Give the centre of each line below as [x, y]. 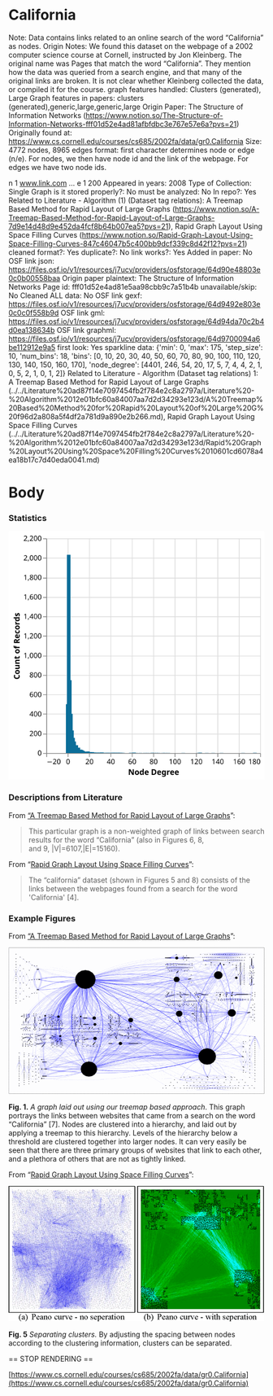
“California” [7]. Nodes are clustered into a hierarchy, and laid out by [123, 1124]
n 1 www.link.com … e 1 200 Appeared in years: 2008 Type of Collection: [130, 183]
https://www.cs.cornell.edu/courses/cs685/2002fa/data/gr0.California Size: [135, 141]
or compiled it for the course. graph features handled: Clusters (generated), [135, 89]
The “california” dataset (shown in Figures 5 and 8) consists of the [139, 880]
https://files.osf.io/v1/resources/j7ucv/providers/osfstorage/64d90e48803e [135, 269]
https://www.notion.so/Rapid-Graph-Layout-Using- [167, 234]
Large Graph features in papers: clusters [76, 98]
